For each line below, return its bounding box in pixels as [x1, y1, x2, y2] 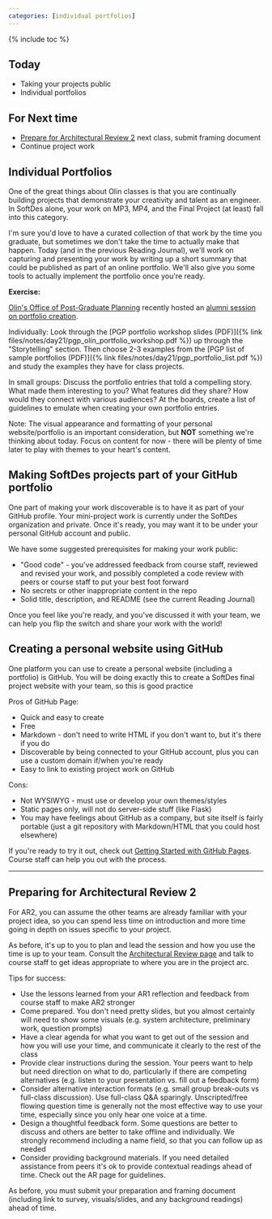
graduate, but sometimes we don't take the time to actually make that [8, 237, 240, 247]
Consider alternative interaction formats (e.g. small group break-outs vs [19, 1083, 259, 1093]
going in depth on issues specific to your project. [8, 924, 172, 934]
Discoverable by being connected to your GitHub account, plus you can [19, 747, 259, 756]
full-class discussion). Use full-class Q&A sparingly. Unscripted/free [19, 1092, 249, 1102]
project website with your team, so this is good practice [8, 681, 194, 691]
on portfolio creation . [8, 312, 79, 321]
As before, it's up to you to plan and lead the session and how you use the [8, 940, 256, 950]
